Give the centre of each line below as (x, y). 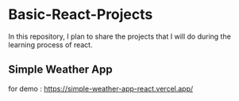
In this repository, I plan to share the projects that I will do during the (120, 36)
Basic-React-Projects (81, 15)
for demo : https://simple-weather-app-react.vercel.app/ (101, 88)
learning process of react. (50, 44)
